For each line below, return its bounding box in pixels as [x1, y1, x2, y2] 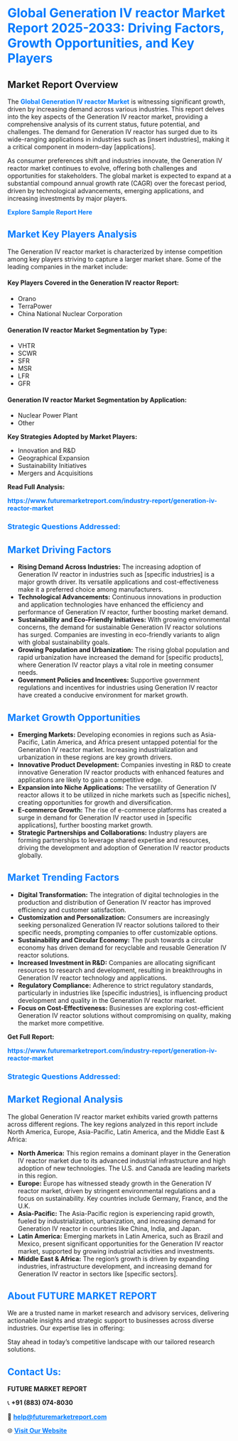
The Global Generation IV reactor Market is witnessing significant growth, [7, 97, 226, 106]
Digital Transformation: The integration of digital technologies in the [17, 890, 219, 899]
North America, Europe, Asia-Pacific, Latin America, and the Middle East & [7, 1127, 225, 1136]
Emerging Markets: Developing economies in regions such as [17, 730, 200, 739]
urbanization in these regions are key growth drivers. [17, 753, 173, 761]
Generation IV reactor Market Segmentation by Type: [7, 325, 168, 335]
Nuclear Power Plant [17, 411, 78, 420]
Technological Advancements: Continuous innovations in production [17, 593, 222, 602]
